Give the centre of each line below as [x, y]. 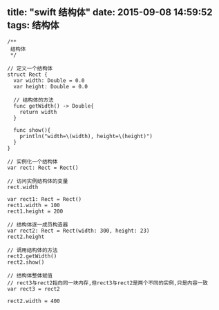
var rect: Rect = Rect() [43, 168]
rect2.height [26, 237]
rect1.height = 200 [35, 211]
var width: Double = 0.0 [49, 80]
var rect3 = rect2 [34, 289]
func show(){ [32, 130]
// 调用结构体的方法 [32, 250]
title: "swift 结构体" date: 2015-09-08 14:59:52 [110, 12]
